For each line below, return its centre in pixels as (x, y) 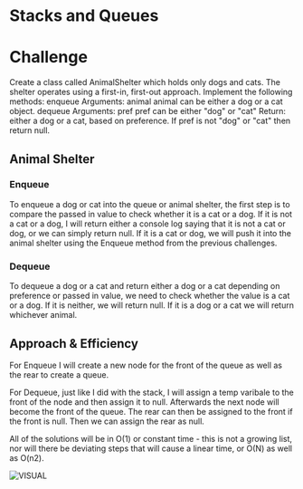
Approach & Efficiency (74, 344)
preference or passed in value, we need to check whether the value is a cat (150, 296)
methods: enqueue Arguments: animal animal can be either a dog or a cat (146, 101)
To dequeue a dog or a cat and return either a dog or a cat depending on (145, 286)
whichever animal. (43, 315)
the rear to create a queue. (59, 374)
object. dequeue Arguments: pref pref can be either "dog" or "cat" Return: (148, 111)
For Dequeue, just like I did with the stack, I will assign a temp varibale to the (151, 392)
